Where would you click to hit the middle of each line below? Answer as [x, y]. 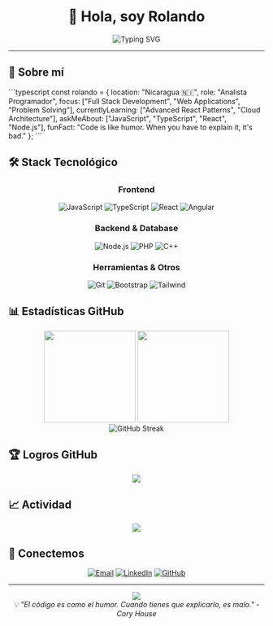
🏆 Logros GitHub [53, 455]
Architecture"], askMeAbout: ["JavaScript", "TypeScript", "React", [118, 118]
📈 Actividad [40, 505]
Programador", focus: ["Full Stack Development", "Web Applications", [125, 101]
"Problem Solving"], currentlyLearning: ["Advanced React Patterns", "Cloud [134, 110]
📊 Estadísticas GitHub [66, 311]
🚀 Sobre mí [36, 72]
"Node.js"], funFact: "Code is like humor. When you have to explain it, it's [131, 127]
